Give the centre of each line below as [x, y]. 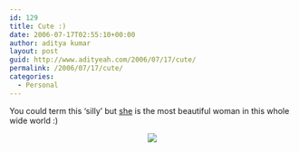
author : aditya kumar [50, 43]
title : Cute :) [38, 26]
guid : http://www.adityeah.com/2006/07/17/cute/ [103, 60]
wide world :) [34, 120]
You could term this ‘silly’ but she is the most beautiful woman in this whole [149, 110]
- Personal [38, 85]
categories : [32, 77]
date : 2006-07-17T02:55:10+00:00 [72, 34]
